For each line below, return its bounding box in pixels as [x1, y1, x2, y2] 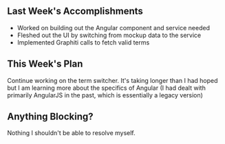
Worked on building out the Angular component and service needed [17, 23, 210, 32]
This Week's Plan [7, 58, 83, 70]
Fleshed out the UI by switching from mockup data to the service [17, 31, 202, 39]
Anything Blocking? [7, 111, 94, 123]
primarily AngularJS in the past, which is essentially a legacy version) [7, 91, 203, 99]
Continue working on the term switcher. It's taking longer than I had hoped [7, 76, 218, 84]
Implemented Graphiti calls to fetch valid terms [17, 38, 150, 47]
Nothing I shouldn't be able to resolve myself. [7, 129, 136, 137]
